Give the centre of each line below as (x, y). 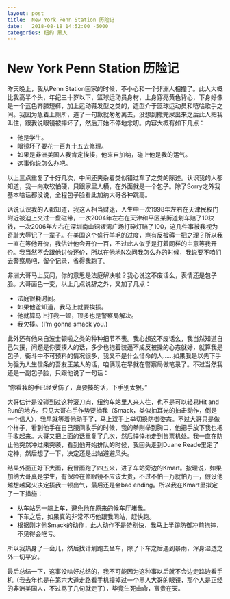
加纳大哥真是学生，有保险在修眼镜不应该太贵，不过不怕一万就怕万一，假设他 (115, 476)
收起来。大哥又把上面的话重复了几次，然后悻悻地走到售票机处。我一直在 (115, 436)
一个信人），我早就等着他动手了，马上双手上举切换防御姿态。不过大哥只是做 (114, 419)
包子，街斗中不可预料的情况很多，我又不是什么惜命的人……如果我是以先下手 (114, 356)
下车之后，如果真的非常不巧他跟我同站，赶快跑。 (86, 517)
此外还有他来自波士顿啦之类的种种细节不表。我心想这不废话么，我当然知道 (112, 339)
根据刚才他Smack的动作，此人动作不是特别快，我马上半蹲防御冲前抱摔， (119, 525)
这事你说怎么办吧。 (44, 163)
